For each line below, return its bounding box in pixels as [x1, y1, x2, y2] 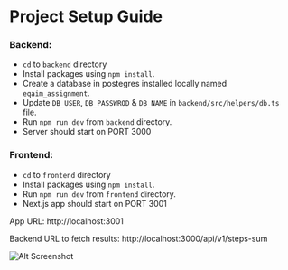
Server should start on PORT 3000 [22, 126, 152, 137]
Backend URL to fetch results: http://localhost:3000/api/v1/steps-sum [9, 233, 268, 244]
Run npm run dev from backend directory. [22, 116, 172, 127]
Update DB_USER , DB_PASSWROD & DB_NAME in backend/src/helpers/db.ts [22, 98, 280, 108]
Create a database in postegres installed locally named [22, 79, 228, 89]
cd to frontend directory [22, 169, 111, 180]
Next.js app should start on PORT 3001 [22, 198, 167, 209]
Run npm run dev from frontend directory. [22, 188, 176, 200]
